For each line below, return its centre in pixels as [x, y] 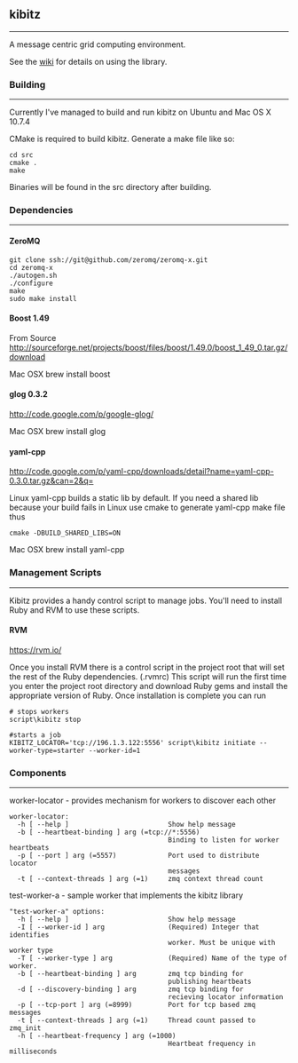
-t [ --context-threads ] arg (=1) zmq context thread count [141, 879]
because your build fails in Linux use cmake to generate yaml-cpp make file [147, 508]
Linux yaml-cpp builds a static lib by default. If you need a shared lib [134, 498]
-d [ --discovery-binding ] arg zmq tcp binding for [130, 989]
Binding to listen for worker [223, 840]
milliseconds [33, 1051]
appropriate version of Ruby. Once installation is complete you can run [138, 695]
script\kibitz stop [45, 719]
